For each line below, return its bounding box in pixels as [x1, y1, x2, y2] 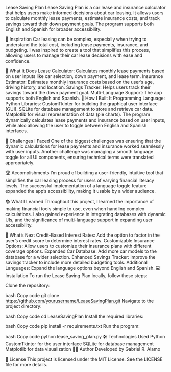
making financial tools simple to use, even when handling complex [5, 206, 144, 212]
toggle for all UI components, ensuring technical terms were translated [5, 154, 154, 160]
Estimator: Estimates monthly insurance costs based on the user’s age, [5, 79, 154, 85]
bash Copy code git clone [5, 292, 60, 298]
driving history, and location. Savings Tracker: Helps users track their [5, 84, 151, 90]
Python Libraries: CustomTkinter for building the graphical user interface [5, 101, 158, 107]
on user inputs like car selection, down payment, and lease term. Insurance [5, 73, 163, 79]
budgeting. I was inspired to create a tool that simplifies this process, [5, 47, 151, 53]
